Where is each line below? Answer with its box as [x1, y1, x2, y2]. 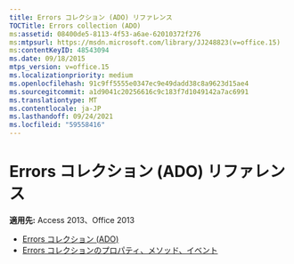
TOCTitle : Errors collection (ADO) [9, 21, 142, 30]
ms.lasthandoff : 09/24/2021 [9, 112, 114, 121]
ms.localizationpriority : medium [9, 71, 134, 80]
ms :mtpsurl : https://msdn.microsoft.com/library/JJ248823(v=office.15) [9, 37, 281, 47]
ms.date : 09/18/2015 [9, 54, 86, 63]
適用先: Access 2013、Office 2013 [9, 214, 135, 225]
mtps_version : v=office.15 [9, 63, 110, 72]
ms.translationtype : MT [9, 95, 98, 105]
